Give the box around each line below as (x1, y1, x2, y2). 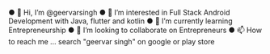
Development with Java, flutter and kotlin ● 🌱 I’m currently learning (8, 16, 233, 26)
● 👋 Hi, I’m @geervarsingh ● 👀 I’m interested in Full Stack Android (8, 8, 230, 17)
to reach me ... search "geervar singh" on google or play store (8, 37, 215, 46)
